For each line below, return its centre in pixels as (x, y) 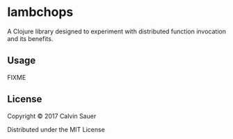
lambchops (40, 12)
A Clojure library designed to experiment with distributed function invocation (116, 31)
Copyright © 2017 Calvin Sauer (52, 116)
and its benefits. (30, 38)
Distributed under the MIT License (56, 129)
